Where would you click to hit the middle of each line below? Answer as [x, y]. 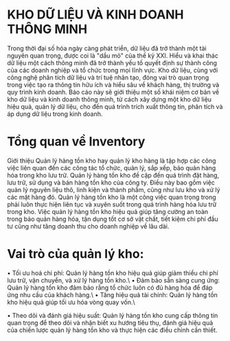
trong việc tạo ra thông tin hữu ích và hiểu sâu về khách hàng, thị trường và [113, 84]
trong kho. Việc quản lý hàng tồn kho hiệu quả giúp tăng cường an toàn [108, 211]
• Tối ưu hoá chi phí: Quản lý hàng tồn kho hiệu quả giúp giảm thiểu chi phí [113, 273]
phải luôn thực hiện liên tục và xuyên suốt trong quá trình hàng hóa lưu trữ [112, 204]
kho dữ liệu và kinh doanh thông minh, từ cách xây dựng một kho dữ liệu [109, 99]
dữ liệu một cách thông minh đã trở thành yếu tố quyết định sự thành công [112, 62]
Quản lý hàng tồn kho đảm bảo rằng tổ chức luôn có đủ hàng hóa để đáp [110, 287]
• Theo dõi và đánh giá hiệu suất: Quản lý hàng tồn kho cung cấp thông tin [113, 315]
